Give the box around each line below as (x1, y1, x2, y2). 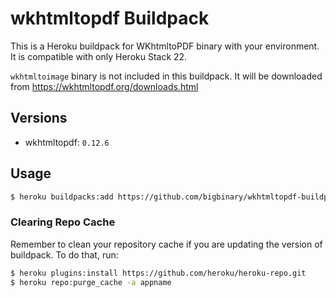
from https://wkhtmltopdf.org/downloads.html (10, 80, 199, 92)
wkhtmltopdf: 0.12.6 (24, 136, 110, 148)
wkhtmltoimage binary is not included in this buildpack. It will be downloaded (10, 70, 323, 82)
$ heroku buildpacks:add (10, 192, 114, 202)
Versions (10, 110, 68, 127)
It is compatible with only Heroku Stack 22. (10, 50, 188, 62)
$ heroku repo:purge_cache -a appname (10, 277, 172, 287)
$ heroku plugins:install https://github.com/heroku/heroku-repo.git (10, 268, 307, 278)
